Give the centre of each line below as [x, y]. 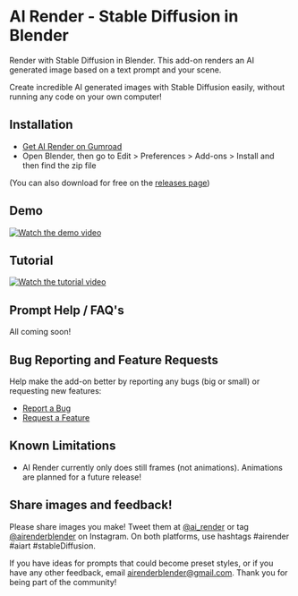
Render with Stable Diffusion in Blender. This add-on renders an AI [132, 60]
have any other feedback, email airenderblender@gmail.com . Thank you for [149, 572]
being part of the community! [63, 582]
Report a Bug [47, 408]
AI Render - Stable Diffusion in [124, 17]
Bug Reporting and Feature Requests [114, 360]
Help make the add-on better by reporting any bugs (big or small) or [135, 381]
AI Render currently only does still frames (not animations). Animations [153, 467]
